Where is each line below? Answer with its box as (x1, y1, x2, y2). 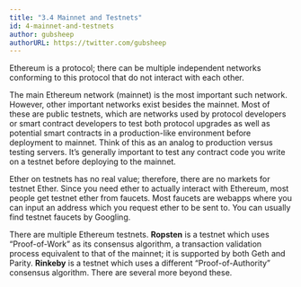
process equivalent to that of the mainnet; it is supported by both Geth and (9, 248, 286, 259)
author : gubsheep (9, 30, 75, 39)
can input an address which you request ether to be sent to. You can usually (9, 203, 291, 213)
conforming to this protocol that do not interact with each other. (9, 73, 244, 83)
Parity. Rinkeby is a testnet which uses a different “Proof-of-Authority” (9, 257, 271, 269)
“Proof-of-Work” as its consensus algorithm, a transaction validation (9, 239, 262, 249)
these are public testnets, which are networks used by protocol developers (9, 109, 287, 119)
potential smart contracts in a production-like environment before (9, 127, 252, 139)
